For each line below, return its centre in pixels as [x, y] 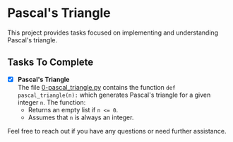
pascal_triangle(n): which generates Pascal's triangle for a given [114, 95]
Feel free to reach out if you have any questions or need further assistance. [117, 131]
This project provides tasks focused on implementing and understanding [113, 32]
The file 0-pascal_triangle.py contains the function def [96, 87]
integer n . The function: [52, 102]
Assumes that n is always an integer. [81, 117]
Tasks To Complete [50, 63]
